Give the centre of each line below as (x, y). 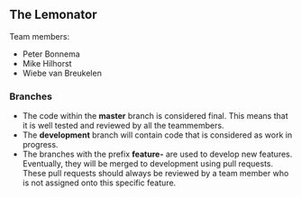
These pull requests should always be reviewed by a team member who (155, 174)
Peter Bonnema (51, 54)
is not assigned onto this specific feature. (99, 183)
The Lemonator (53, 15)
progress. (40, 145)
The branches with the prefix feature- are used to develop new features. (157, 154)
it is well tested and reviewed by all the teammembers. (123, 126)
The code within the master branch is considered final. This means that (155, 116)
